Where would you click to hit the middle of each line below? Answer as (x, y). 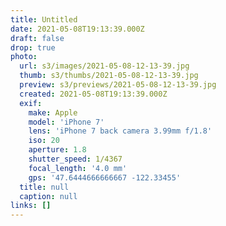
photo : (24, 57)
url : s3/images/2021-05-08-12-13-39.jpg (104, 66)
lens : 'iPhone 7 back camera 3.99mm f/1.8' (120, 131)
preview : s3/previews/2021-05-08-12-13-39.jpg (118, 85)
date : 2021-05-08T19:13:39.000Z (77, 29)
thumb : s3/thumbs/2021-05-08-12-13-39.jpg (109, 76)
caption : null (48, 196)
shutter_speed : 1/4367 (75, 159)
